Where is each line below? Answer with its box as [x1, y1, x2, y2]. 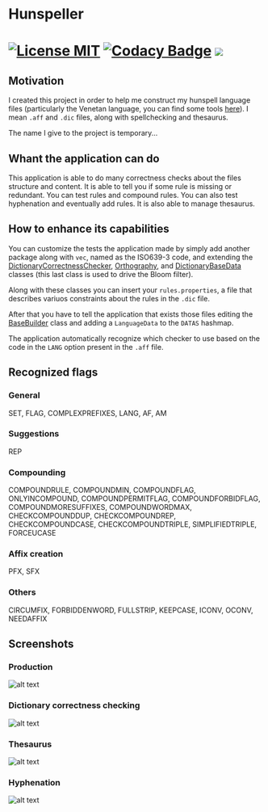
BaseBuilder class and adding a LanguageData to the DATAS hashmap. [8, 318, 234, 327]
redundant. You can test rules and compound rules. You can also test [8, 191, 238, 200]
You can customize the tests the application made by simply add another [8, 243, 250, 253]
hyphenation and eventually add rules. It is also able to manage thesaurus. [8, 199, 256, 208]
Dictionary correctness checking [8, 700, 140, 711]
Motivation [8, 74, 65, 87]
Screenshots [8, 637, 74, 651]
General [8, 389, 40, 401]
